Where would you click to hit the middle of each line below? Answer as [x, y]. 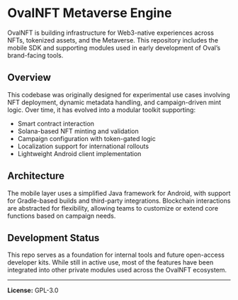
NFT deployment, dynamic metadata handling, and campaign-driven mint [114, 102]
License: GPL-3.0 [33, 290]
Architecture [36, 176]
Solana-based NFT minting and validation [78, 131]
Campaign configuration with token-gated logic [86, 138]
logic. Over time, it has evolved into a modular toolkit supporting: [102, 110]
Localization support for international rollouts [83, 146]
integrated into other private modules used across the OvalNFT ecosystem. [117, 270]
